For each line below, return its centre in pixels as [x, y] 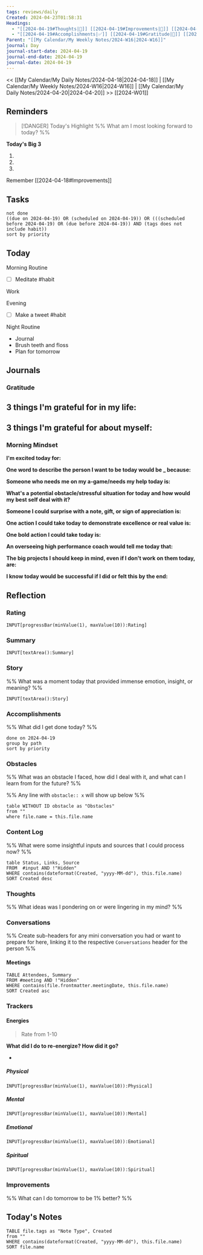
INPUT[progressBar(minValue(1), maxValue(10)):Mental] [77, 1114]
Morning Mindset [32, 445]
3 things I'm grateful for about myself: [79, 428]
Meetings [19, 962]
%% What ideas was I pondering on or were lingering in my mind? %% [94, 907]
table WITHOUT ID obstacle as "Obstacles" [60, 806]
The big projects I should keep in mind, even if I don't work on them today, [101, 558]
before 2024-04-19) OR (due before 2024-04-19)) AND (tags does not [94, 224]
